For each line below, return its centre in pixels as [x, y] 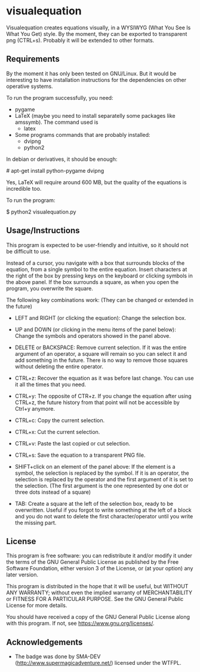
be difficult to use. [28, 251]
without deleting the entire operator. [59, 366]
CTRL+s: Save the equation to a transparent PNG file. [80, 455]
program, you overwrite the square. [50, 288]
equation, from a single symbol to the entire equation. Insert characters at [97, 269]
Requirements [33, 59]
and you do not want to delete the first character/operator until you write [104, 516]
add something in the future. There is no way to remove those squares [101, 360]
